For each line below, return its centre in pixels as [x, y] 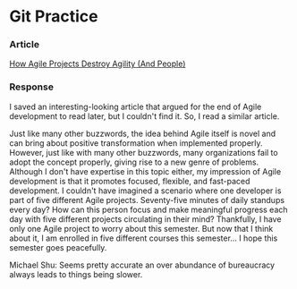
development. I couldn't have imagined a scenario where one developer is [145, 191]
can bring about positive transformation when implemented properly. [136, 143]
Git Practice [54, 17]
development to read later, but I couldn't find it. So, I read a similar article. [144, 116]
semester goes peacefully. [58, 247]
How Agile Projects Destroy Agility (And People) [98, 64]
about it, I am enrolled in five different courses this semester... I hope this [144, 238]
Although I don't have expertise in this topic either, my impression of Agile [145, 171]
